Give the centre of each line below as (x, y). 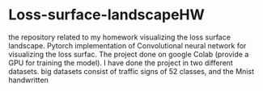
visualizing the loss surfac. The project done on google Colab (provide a (129, 54)
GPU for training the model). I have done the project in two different (121, 63)
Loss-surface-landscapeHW (106, 15)
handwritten (28, 80)
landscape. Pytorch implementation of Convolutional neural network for (127, 45)
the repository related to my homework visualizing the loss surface (119, 37)
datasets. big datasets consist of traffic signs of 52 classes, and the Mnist (131, 71)
